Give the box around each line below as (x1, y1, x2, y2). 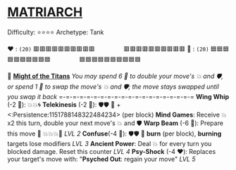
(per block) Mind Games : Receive (122, 110, 221, 119)
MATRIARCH (7, 4, 83, 20)
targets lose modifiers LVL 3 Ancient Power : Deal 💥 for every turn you (7, 139, 212, 148)
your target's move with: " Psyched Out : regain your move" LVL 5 (7, 155, 196, 163)
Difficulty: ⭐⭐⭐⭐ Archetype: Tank (7, 27, 104, 36)
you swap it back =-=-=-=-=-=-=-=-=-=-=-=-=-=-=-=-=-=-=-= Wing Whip (7, 92, 230, 100)
